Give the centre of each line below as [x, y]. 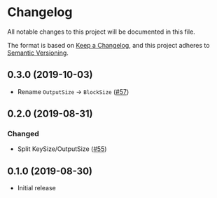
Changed [23, 134]
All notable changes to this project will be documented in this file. [101, 32]
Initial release [36, 188]
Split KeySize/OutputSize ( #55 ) [62, 149]
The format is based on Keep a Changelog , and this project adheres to [108, 45]
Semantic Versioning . [38, 53]
